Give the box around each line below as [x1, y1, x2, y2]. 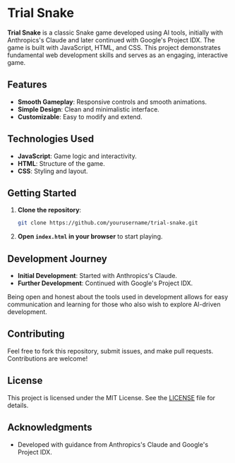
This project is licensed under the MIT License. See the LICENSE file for [7, 393, 216, 402]
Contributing [7, 328, 65, 340]
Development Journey [7, 253, 108, 265]
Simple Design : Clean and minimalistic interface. [17, 104, 160, 114]
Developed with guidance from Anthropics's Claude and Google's [17, 440, 209, 449]
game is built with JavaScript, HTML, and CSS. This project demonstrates [7, 43, 221, 52]
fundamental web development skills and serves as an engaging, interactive [7, 51, 228, 59]
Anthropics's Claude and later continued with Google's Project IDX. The [7, 35, 215, 44]
